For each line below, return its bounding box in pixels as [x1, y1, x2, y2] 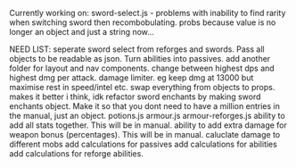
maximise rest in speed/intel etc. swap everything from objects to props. [9, 82, 275, 92]
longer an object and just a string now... [9, 27, 154, 37]
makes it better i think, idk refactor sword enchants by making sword [9, 91, 261, 102]
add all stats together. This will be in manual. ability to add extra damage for [9, 120, 288, 130]
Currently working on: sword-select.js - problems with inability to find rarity [9, 8, 286, 18]
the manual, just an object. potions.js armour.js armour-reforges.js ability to [9, 111, 285, 121]
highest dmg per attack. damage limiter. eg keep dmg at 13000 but [9, 72, 254, 83]
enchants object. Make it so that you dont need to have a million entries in [9, 101, 281, 111]
